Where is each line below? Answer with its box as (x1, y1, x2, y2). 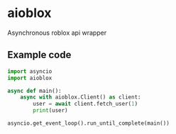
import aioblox (7, 74, 53, 82)
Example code (7, 49, 72, 61)
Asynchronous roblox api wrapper (7, 28, 107, 37)
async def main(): (7, 87, 62, 94)
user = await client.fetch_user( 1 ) (33, 101, 138, 108)
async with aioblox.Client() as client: (20, 94, 141, 101)
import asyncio (7, 67, 53, 75)
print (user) (33, 107, 69, 114)
